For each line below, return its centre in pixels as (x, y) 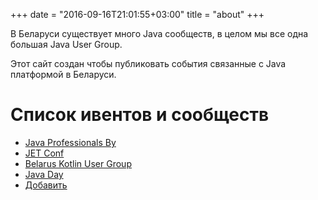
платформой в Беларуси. (63, 74)
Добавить (46, 185)
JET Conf (44, 153)
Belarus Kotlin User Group (78, 163)
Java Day (44, 174)
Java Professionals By (70, 142)
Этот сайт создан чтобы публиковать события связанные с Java (148, 63)
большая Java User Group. (66, 44)
